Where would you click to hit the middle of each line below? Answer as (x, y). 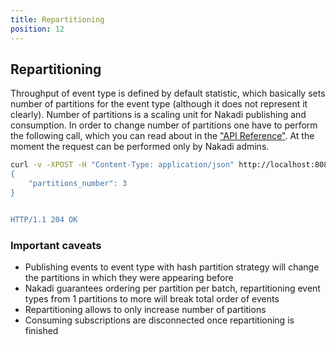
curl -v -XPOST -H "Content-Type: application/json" (122, 165)
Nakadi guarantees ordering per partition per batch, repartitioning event (172, 288)
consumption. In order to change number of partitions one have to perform (164, 125)
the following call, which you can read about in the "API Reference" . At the (162, 136)
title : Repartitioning (57, 19)
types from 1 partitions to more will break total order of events (152, 298)
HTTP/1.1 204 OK (44, 219)
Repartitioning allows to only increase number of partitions (145, 309)
